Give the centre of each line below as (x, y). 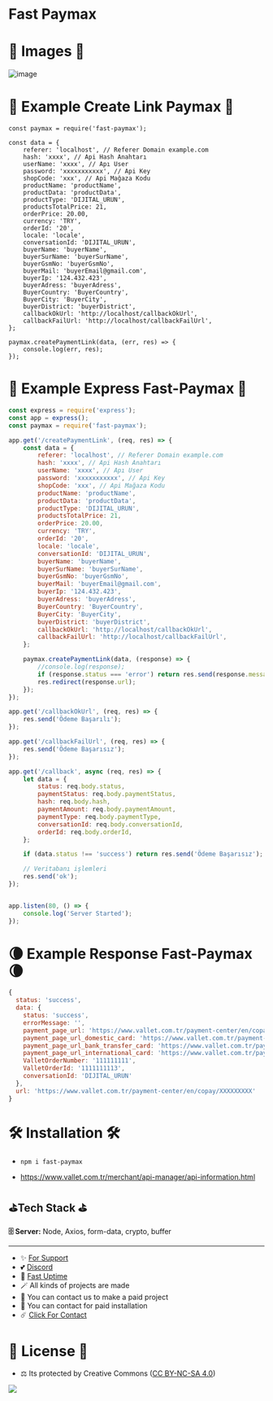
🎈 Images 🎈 (47, 52)
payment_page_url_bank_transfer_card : (89, 1046)
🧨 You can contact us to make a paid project (94, 1297)
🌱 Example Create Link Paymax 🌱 (121, 107)
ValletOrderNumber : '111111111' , (80, 1061)
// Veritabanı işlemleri (65, 869)
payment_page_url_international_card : (89, 1053)
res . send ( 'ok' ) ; (51, 877)
